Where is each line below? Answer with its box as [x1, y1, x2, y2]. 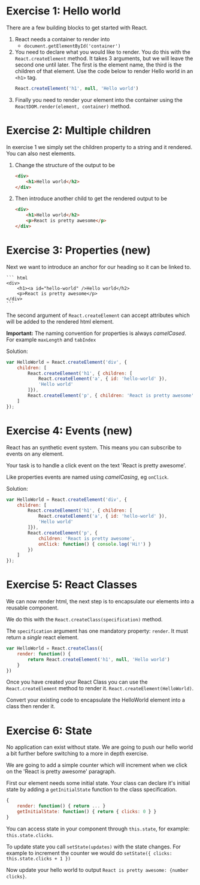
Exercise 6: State [6, 724, 92, 738]
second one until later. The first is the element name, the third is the [14, 61, 182, 68]
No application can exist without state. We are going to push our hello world [6, 744, 193, 751]
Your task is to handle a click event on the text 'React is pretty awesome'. [6, 461, 187, 469]
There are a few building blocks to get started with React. [6, 24, 148, 31]
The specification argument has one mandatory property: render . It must [6, 627, 189, 635]
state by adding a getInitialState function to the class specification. [6, 786, 177, 793]
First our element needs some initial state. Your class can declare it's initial [6, 780, 190, 787]
